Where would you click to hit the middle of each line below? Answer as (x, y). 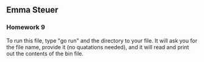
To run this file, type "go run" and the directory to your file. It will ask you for (102, 40)
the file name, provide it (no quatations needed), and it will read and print (98, 47)
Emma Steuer (33, 10)
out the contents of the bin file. (45, 53)
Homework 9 (26, 27)
